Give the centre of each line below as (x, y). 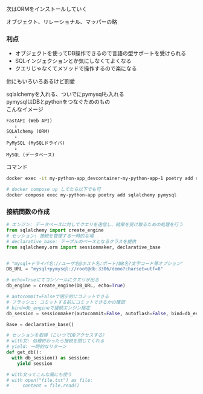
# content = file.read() (43, 386)
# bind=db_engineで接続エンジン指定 (48, 308)
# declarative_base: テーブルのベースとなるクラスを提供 (71, 241)
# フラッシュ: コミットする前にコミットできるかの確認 (66, 302)
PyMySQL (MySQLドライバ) (36, 143)
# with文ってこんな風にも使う (39, 375)
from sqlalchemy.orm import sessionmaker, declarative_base (84, 247)
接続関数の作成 (28, 212)
